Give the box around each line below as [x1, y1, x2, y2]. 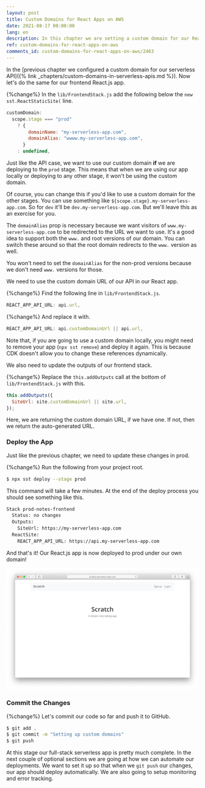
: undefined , [17, 148, 51, 155]
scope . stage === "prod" [12, 116, 72, 122]
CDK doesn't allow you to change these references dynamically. [6, 349, 168, 357]
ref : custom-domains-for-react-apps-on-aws [6, 42, 119, 48]
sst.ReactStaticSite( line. [6, 97, 73, 104]
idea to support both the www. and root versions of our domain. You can [6, 235, 185, 242]
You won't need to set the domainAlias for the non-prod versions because [6, 260, 192, 266]
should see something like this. [6, 494, 84, 501]
